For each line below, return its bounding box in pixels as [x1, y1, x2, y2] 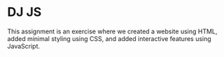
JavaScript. [7, 42, 41, 50]
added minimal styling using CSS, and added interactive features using [7, 34, 211, 42]
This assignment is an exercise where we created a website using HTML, [7, 27, 218, 35]
